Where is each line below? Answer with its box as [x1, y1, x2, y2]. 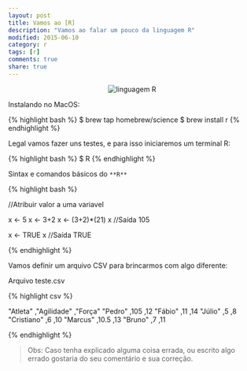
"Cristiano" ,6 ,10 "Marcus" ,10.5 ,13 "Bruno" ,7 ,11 [8, 314, 166, 324]
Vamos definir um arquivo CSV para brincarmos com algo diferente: [8, 261, 228, 270]
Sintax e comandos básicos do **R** [8, 169, 127, 178]
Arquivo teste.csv [8, 276, 65, 285]
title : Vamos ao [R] [8, 19, 76, 27]
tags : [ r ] [8, 48, 41, 56]
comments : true [8, 56, 58, 64]
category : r [8, 41, 47, 49]
